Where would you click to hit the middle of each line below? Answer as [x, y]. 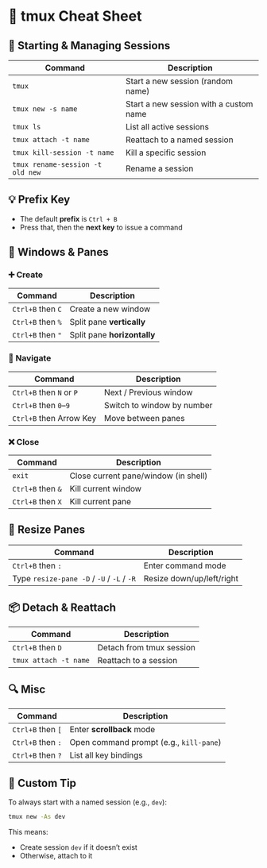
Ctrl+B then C [37, 309]
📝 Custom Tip [43, 783]
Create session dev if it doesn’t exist [78, 847]
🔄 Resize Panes [47, 530]
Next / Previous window [149, 392]
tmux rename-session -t [57, 165]
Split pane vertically [107, 322]
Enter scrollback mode [112, 729]
